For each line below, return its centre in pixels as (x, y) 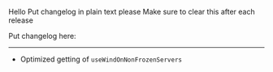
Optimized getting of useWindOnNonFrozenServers (101, 59)
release (21, 20)
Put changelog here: (42, 36)
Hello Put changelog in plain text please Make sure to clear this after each (132, 12)
